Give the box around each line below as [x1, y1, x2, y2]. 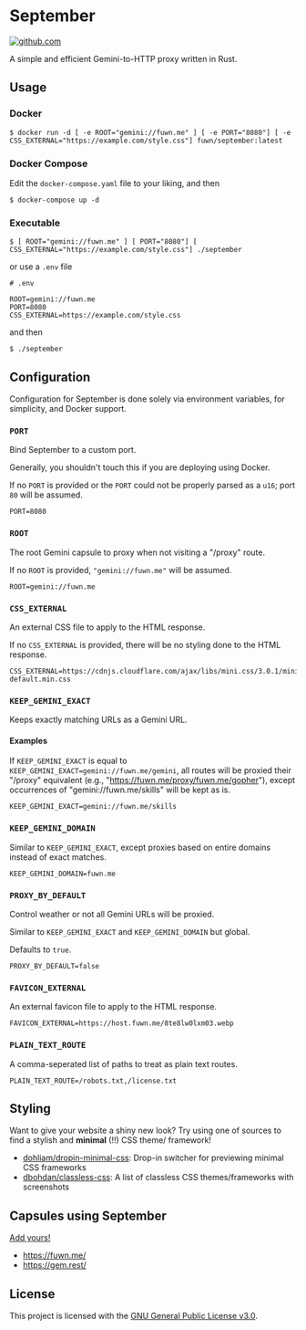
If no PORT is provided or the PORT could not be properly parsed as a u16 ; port [9, 480, 296, 491]
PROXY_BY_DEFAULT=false [9, 962, 100, 971]
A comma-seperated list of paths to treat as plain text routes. [9, 1058, 239, 1069]
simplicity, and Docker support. [9, 403, 127, 414]
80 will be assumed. [9, 489, 84, 500]
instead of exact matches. [9, 851, 107, 863]
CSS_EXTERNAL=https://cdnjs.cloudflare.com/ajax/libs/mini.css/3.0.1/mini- [9, 666, 303, 675]
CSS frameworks [22, 1162, 87, 1173]
